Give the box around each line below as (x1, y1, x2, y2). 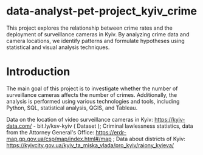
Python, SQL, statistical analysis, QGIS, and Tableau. (6, 104, 138, 111)
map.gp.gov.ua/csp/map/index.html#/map (6, 135, 112, 142)
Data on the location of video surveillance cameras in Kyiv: (6, 116, 153, 123)
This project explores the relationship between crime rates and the (6, 24, 173, 31)
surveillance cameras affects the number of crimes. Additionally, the (6, 91, 177, 98)
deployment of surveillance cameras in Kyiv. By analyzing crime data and (6, 30, 190, 38)
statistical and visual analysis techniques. (6, 44, 110, 51)
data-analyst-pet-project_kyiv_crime (6, 4, 198, 18)
